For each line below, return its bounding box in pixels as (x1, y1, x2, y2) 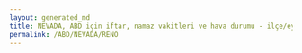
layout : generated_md (9, 13, 91, 22)
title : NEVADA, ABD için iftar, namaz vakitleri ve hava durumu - (9, 22, 263, 31)
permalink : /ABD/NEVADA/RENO (9, 30, 119, 39)
